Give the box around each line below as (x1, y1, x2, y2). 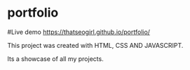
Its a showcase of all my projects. (7, 54, 104, 63)
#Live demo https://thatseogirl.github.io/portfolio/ (7, 28, 151, 36)
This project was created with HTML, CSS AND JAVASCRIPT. (7, 41, 184, 49)
